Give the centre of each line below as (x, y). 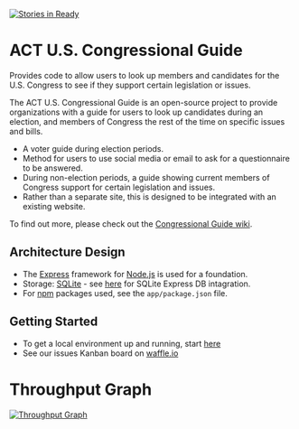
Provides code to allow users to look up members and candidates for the (145, 75)
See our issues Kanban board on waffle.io (100, 353)
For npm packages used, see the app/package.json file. (125, 293)
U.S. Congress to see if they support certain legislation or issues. (130, 85)
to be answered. (52, 168)
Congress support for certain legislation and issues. (118, 187)
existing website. (54, 206)
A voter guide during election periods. (93, 148)
